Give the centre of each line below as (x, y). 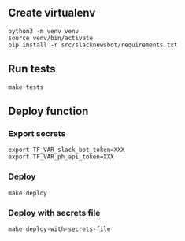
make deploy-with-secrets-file (59, 229)
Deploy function (48, 111)
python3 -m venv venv (44, 31)
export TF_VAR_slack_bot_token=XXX (67, 150)
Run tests (32, 69)
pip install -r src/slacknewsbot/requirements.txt (93, 45)
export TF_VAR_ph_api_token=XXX (61, 157)
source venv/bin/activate (50, 38)
